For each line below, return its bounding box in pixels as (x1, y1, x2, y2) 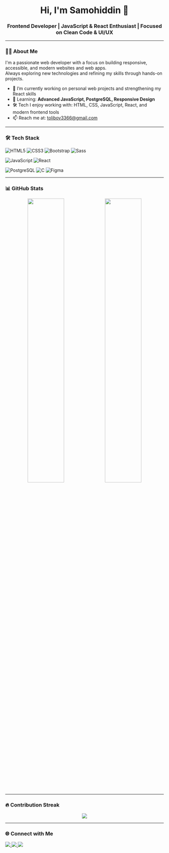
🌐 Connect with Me (5, 830, 54, 837)
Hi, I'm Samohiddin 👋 (40, 5, 129, 16)
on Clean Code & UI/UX (56, 29, 113, 36)
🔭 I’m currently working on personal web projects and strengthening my (12, 85, 161, 91)
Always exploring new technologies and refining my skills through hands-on (5, 70, 162, 76)
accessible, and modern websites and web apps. (5, 65, 107, 71)
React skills (12, 90, 36, 97)
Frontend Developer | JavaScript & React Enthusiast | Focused (7, 23, 162, 30)
